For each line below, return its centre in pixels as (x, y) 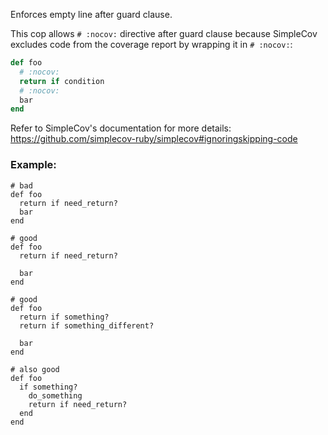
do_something (55, 395)
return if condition (62, 81)
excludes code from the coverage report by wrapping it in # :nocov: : (151, 44)
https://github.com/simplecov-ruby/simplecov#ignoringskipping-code (154, 139)
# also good (35, 369)
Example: (33, 165)
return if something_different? (87, 325)
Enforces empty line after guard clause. (91, 14)
